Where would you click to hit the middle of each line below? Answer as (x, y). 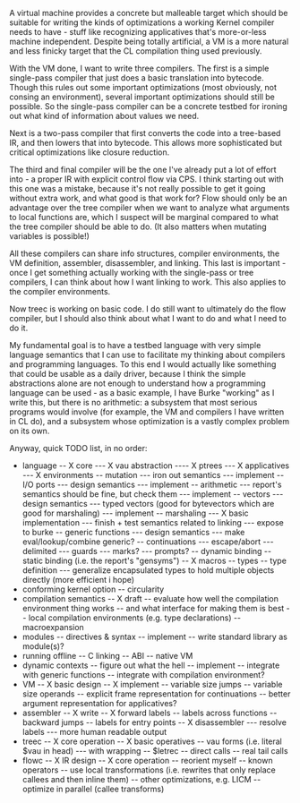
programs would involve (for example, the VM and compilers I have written (147, 412)
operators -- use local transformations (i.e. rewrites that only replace (149, 770)
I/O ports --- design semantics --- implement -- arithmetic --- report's (152, 484)
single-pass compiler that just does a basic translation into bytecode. (137, 78)
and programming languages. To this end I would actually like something (143, 364)
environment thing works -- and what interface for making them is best (153, 608)
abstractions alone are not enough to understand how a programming (137, 383)
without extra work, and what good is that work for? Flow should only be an (149, 198)
